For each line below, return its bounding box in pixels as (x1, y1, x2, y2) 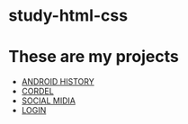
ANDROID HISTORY (21, 76, 95, 87)
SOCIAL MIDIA (21, 95, 76, 106)
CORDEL (21, 86, 55, 97)
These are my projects (8, 47, 179, 67)
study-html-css (8, 5, 128, 26)
